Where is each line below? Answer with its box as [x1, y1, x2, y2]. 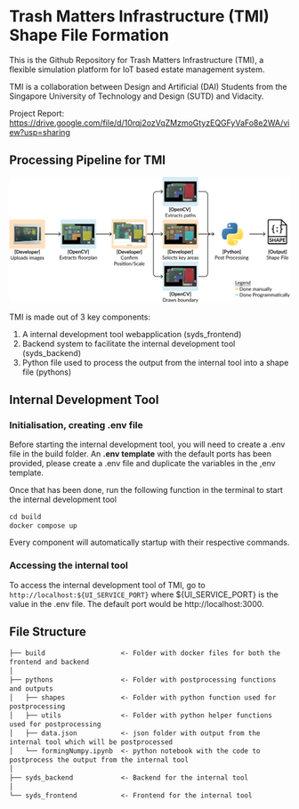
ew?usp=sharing [9, 126, 71, 137]
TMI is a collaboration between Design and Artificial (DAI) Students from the [9, 81, 287, 92]
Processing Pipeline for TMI [9, 153, 166, 168]
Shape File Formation [9, 25, 169, 45]
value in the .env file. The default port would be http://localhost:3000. [9, 598, 264, 609]
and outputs [9, 684, 53, 693]
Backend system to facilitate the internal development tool [21, 338, 236, 349]
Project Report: [9, 108, 65, 118]
